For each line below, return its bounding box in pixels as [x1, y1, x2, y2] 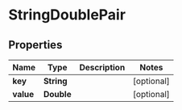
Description [79, 62, 126, 73]
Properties [8, 38, 63, 52]
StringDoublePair [8, 6, 126, 24]
